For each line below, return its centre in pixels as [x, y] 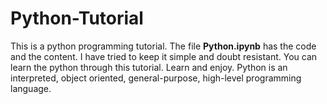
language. [31, 88]
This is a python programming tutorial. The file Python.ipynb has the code [163, 46]
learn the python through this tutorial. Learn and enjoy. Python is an [149, 67]
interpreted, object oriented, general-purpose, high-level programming [156, 78]
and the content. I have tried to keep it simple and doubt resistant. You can [164, 56]
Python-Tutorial [77, 18]
